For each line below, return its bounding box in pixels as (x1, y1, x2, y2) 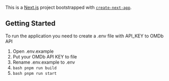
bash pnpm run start (12, 71, 57, 76)
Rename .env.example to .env (12, 59, 75, 65)
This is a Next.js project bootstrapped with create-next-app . (5, 5, 132, 10)
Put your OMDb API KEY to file (12, 53, 77, 59)
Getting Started (5, 19, 56, 28)
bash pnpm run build (12, 65, 57, 71)
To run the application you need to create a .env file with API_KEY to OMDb (5, 33, 164, 39)
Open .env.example (12, 48, 54, 54)
